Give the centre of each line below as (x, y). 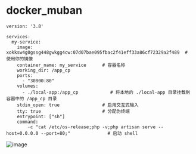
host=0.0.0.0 (22, 133)
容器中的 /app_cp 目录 (32, 98)
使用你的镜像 (20, 58)
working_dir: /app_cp (43, 70)
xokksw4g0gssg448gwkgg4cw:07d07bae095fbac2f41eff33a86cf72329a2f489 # (97, 52)
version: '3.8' (25, 26)
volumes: (28, 86)
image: (25, 47)
